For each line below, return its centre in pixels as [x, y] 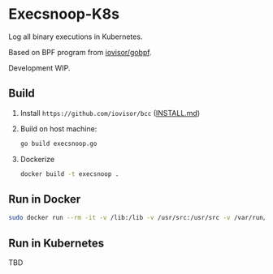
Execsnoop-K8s [64, 14]
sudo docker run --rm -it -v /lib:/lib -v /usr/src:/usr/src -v [119, 218]
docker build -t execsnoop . [69, 174]
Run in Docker [45, 199]
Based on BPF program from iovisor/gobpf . [80, 52]
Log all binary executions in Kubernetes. [76, 36]
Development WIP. [39, 68]
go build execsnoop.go [58, 143]
